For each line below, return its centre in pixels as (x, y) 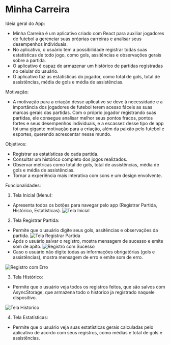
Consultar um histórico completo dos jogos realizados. (70, 159)
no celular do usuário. (35, 71)
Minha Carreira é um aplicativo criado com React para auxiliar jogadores (88, 33)
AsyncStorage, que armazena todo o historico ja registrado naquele (84, 292)
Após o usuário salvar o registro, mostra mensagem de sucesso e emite (88, 241)
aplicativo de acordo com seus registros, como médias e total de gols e (88, 332)
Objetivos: (16, 144)
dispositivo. (25, 297)
